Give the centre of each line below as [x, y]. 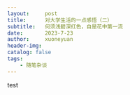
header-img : [24, 46]
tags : [15, 59]
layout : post [32, 14]
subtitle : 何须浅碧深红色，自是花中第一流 [65, 26]
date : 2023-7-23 [40, 33]
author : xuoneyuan [40, 40]
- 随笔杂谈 [34, 65]
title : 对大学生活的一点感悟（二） [60, 20]
